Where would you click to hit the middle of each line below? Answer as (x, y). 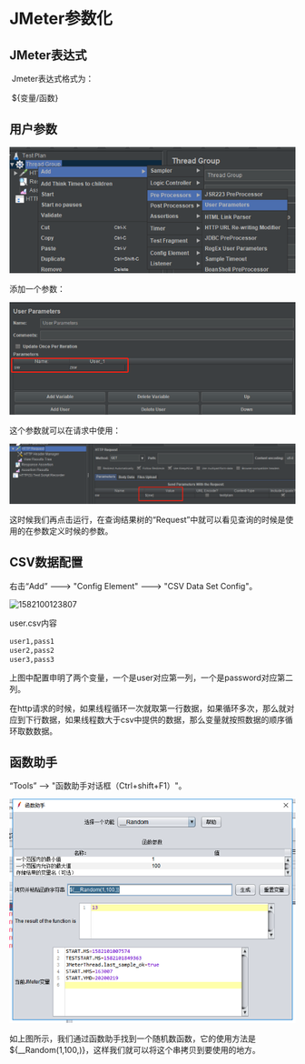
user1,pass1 (32, 641)
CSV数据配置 (46, 562)
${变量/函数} (35, 98)
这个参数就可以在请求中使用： (65, 431)
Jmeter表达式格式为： (53, 79)
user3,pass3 (32, 659)
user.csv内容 (33, 623)
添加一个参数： (37, 289)
